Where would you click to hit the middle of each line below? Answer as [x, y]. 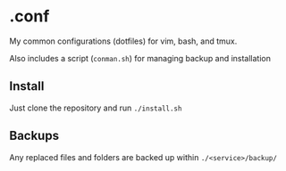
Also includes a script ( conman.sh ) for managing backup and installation [140, 58]
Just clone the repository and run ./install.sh [96, 108]
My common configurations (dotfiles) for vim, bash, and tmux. [123, 41]
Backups [34, 136]
